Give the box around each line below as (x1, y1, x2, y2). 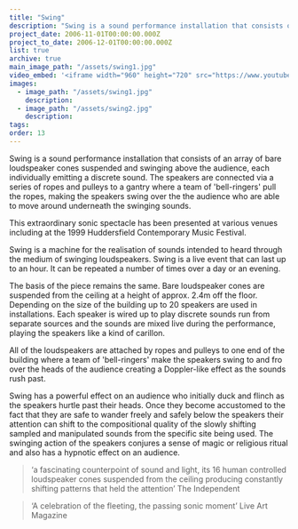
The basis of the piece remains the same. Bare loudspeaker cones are (9, 280, 265, 291)
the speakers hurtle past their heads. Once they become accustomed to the (9, 399, 286, 410)
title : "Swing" (9, 12, 66, 22)
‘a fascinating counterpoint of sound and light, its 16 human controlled (30, 464, 286, 475)
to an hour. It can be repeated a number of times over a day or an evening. (9, 263, 281, 274)
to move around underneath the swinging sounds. (9, 200, 192, 211)
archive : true (9, 54, 62, 63)
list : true (9, 46, 50, 55)
